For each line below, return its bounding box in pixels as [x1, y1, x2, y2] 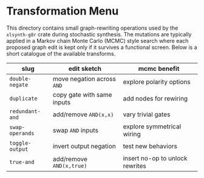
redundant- [9, 108, 41, 114]
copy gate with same [52, 90, 112, 99]
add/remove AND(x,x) [52, 110, 114, 119]
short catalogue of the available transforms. [6, 50, 116, 57]
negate [9, 81, 29, 88]
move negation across [52, 74, 117, 83]
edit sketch [68, 64, 102, 73]
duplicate [9, 95, 38, 102]
